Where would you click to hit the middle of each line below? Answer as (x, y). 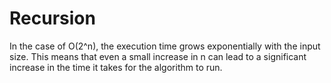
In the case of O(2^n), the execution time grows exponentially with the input (165, 46)
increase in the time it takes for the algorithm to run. (116, 67)
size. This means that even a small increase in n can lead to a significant (158, 56)
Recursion (52, 18)
